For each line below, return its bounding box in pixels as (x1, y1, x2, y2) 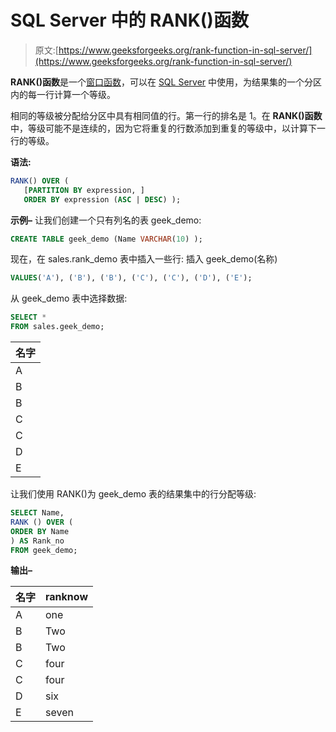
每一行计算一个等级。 (27, 88, 116, 100)
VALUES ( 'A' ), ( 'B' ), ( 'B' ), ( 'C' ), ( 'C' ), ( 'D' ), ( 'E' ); (10, 273, 253, 283)
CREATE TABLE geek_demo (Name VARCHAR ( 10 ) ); (10, 234, 203, 244)
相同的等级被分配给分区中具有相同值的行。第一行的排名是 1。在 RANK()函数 (10, 109, 323, 121)
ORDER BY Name (10, 526, 70, 536)
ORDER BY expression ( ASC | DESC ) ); (23, 194, 182, 205)
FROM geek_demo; (10, 545, 78, 555)
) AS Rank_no (10, 536, 65, 546)
